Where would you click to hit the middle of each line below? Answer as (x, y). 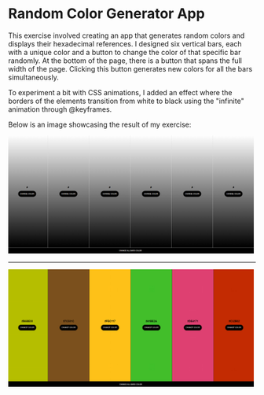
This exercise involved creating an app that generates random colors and (126, 35)
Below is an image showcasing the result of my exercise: (100, 124)
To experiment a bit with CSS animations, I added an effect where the (120, 92)
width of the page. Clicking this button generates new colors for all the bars (130, 68)
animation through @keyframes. (60, 109)
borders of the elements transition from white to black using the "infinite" (126, 101)
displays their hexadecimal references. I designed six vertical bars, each (125, 43)
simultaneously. (33, 77)
